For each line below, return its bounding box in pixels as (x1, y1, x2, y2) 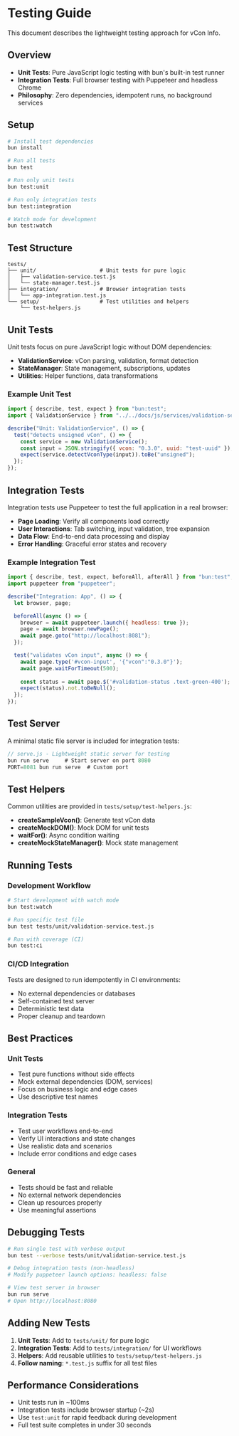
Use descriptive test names (17, 1092, 98, 1101)
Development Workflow (7, 880, 91, 890)
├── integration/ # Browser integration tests (7, 286, 186, 293)
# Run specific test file (7, 916, 84, 923)
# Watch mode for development (7, 216, 97, 223)
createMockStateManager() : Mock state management (17, 838, 179, 848)
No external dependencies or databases (17, 989, 136, 998)
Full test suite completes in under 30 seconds (17, 1421, 152, 1430)
